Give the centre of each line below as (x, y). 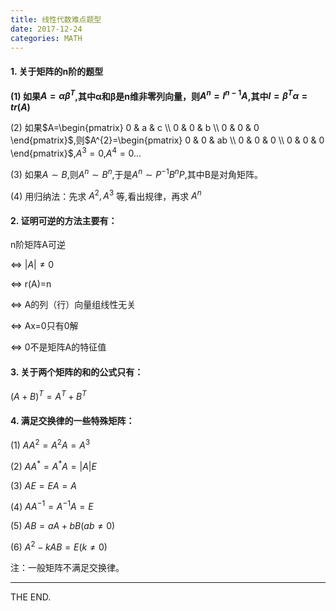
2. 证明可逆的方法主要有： (64, 220)
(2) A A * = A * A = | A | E (53, 465)
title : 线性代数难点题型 (56, 19)
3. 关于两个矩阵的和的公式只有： (77, 372)
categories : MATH (46, 38)
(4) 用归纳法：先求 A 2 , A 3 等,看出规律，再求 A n (106, 195)
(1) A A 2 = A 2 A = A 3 (50, 444)
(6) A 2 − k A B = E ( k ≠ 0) (59, 546)
